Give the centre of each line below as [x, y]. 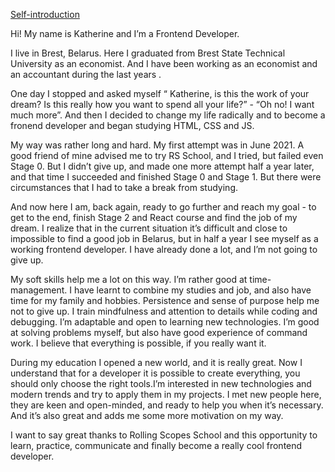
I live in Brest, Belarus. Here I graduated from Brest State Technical [148, 53]
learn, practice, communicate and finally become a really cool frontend [156, 445]
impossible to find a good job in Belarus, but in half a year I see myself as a [164, 238]
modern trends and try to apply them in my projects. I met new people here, [166, 394]
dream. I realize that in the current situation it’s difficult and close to [149, 228]
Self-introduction [45, 14]
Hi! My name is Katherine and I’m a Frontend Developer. [125, 33]
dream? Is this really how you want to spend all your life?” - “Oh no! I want [162, 104]
